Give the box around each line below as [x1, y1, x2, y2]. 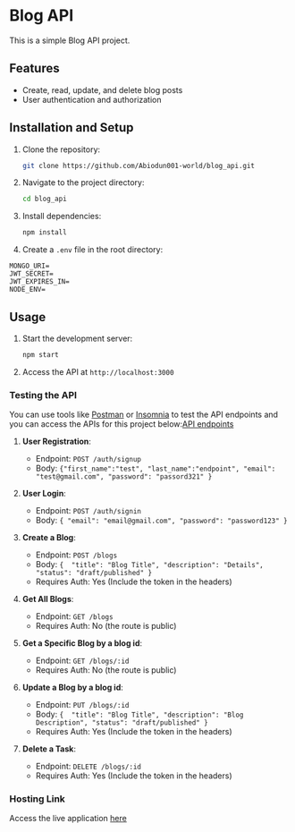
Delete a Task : [21, 743, 76, 754]
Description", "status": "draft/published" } [35, 718, 208, 727]
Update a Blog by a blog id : [21, 682, 123, 693]
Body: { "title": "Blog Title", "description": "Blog [35, 709, 244, 720]
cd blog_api [21, 194, 67, 204]
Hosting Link [9, 793, 65, 805]
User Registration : [21, 436, 92, 447]
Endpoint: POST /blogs [35, 549, 118, 560]
